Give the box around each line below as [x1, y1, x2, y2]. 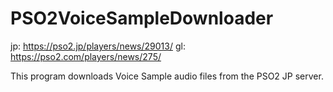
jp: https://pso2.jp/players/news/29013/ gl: [10, 40, 186, 52]
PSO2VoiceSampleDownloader [10, 7, 274, 30]
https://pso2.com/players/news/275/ [10, 50, 162, 62]
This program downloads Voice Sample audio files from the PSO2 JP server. [10, 70, 324, 82]
